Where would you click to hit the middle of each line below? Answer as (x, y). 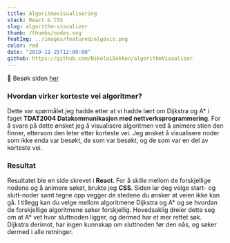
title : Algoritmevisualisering (52, 13)
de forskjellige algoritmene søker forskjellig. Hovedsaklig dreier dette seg (111, 210)
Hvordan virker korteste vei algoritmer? (75, 96)
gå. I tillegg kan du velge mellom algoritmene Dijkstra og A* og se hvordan (112, 203)
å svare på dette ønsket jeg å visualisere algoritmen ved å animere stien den (115, 126)
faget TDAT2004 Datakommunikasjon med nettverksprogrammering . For (114, 119)
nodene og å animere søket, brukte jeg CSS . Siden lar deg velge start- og (112, 188)
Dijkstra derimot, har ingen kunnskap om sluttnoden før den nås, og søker (112, 224)
